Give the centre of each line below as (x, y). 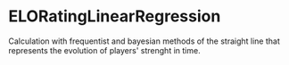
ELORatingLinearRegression (115, 16)
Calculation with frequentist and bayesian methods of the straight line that (144, 41)
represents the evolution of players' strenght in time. (105, 50)
